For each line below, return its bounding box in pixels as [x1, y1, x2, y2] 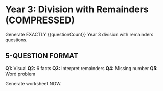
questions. [5, 37, 28, 43]
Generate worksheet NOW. [5, 80, 62, 86]
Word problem [5, 71, 36, 77]
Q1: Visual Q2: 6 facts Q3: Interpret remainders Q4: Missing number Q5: [5, 65, 158, 71]
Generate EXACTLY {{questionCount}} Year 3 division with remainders [5, 31, 154, 37]
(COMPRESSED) [5, 14, 75, 26]
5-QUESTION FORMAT [5, 52, 78, 60]
